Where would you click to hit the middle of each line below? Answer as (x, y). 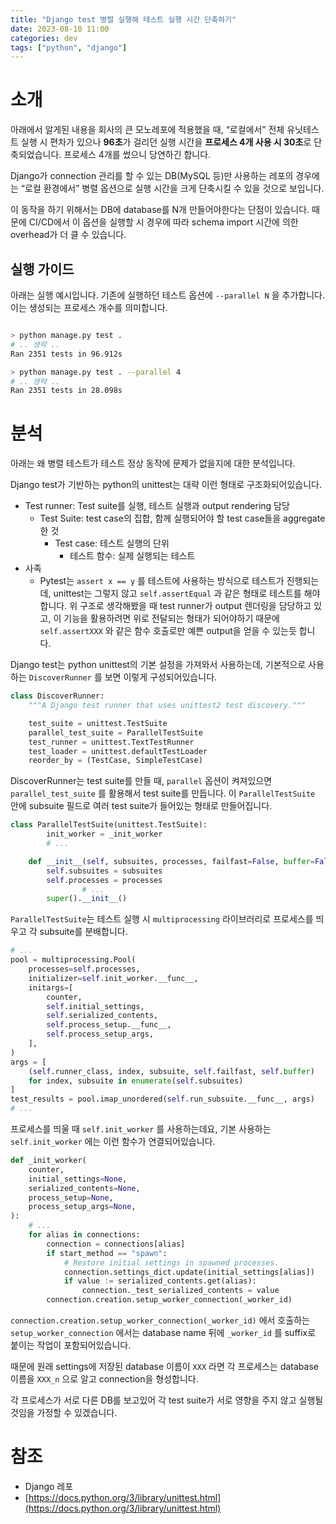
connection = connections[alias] (116, 1244)
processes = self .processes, (84, 969)
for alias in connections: (84, 1235)
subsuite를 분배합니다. (83, 932)
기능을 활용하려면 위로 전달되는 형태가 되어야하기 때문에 (171, 618)
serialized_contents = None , (84, 1188)
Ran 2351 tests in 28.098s (66, 391)
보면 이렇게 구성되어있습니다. (161, 677)
